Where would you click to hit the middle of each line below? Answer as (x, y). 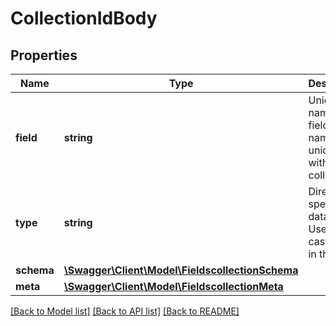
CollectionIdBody (84, 18)
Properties (44, 55)
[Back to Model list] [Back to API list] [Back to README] (125, 311)
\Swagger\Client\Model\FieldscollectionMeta (173, 286)
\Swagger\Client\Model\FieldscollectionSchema (181, 270)
